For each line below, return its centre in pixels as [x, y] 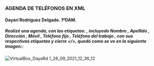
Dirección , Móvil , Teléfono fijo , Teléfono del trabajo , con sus [69, 36]
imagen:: [14, 47]
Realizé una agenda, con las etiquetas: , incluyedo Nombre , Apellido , [77, 31]
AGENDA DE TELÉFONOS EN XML [45, 8]
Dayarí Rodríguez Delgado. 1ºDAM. [41, 20]
